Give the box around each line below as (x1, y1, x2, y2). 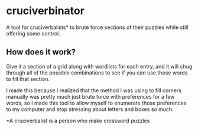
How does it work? (6, 47, 76, 57)
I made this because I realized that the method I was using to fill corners (6, 87, 182, 94)
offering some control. (6, 30, 60, 37)
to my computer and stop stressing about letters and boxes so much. (6, 105, 174, 113)
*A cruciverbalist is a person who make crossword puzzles (6, 117, 150, 124)
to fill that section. (6, 75, 50, 82)
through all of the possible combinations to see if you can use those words (6, 69, 188, 76)
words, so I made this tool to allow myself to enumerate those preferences (6, 99, 187, 106)
